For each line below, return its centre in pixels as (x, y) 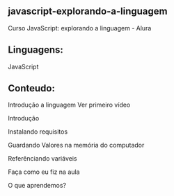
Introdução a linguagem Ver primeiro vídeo (69, 105)
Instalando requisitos (38, 132)
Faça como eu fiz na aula (44, 172)
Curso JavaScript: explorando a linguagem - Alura (80, 28)
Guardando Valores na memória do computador (76, 145)
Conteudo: (31, 88)
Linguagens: (35, 50)
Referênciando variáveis (42, 159)
